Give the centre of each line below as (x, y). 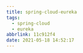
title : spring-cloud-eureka (42, 12)
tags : (13, 18)
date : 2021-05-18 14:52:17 (40, 40)
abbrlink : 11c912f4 (31, 35)
